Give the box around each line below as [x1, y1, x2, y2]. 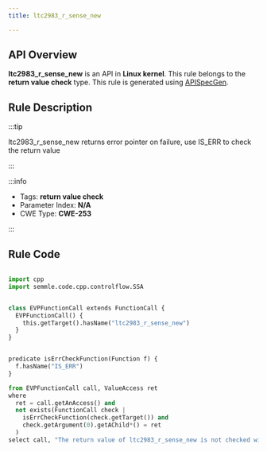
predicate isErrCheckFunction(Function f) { [8, 355, 158, 363]
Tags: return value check [19, 192, 104, 201]
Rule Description [8, 100, 93, 114]
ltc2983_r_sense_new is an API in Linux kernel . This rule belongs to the [8, 69, 246, 79]
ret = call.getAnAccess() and [15, 399, 115, 407]
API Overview [8, 49, 78, 62]
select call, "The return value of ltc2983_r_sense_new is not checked [8, 435, 250, 444]
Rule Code [8, 247, 61, 261]
